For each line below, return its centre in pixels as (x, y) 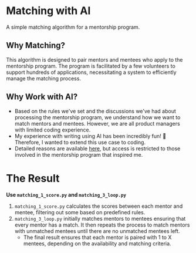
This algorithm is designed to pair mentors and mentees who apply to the (94, 59)
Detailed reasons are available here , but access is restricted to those (97, 149)
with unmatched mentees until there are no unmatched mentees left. (97, 231)
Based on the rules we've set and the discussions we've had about (95, 111)
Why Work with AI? (42, 97)
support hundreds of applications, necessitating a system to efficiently (92, 72)
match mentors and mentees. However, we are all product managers (97, 123)
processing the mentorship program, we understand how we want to (97, 117)
